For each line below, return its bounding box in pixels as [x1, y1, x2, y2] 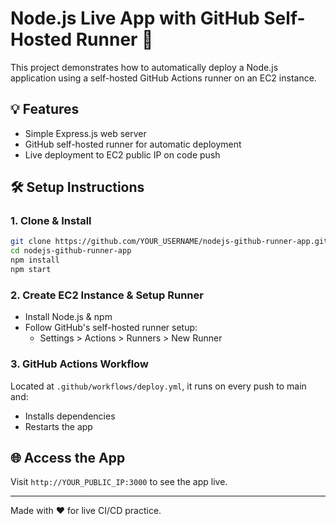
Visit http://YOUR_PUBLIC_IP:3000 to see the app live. [10, 476, 228, 488]
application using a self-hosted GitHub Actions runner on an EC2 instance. [10, 72, 317, 84]
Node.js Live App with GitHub [10, 7, 260, 30]
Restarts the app [24, 420, 93, 432]
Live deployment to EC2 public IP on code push [24, 148, 221, 161]
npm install [10, 255, 60, 266]
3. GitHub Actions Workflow [10, 357, 149, 371]
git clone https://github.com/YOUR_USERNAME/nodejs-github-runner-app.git [10, 237, 329, 247]
